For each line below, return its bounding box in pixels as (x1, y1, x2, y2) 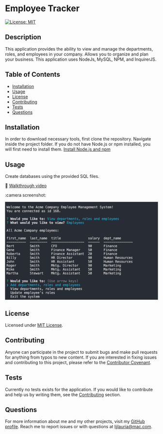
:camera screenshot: (5, 192, 47, 198)
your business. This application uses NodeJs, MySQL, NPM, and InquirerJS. (5, 56, 157, 62)
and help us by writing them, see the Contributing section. (5, 392, 121, 398)
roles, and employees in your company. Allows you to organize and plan (5, 51, 149, 57)
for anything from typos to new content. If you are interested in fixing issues (5, 354, 157, 360)
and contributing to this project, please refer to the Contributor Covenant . (5, 359, 151, 365)
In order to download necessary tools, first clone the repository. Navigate (5, 136, 151, 142)
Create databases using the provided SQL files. (5, 174, 99, 179)
